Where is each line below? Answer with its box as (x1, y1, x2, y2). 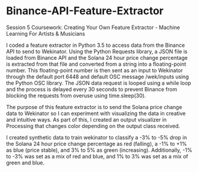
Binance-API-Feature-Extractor (6, 4, 164, 18)
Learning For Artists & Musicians (6, 30, 86, 37)
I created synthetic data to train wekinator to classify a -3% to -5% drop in (6, 133, 187, 141)
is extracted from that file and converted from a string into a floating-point (6, 60, 186, 68)
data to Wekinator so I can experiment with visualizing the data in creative (6, 110, 186, 117)
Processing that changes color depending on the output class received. (6, 122, 180, 129)
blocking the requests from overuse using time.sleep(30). (6, 92, 146, 99)
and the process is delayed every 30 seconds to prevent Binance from (6, 85, 177, 93)
